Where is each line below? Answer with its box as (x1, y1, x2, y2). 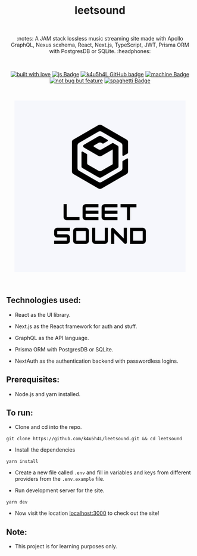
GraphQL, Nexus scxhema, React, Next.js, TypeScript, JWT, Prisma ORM (11, 41, 189, 48)
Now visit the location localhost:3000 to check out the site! (14, 509, 160, 517)
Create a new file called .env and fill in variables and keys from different (14, 469, 192, 476)
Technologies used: (6, 295, 82, 305)
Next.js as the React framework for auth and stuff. (14, 323, 137, 330)
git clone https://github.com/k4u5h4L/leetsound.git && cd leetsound (6, 436, 183, 442)
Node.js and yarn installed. (14, 390, 81, 397)
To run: (6, 407, 33, 418)
